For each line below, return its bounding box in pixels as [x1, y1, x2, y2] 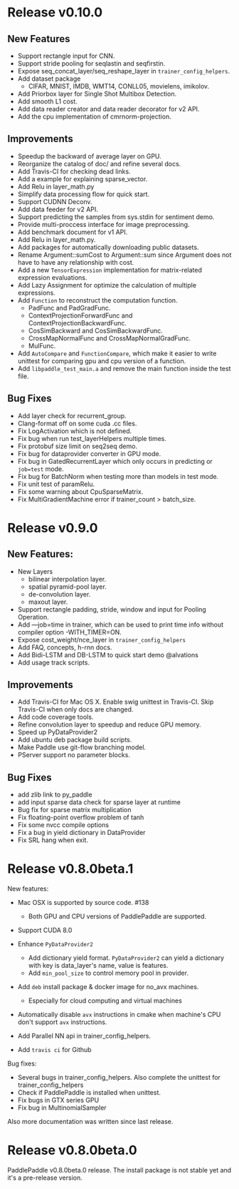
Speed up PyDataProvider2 [17, 728, 98, 737]
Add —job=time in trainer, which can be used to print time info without [17, 620, 224, 629]
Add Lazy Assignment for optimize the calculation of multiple [17, 280, 197, 289]
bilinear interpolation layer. [28, 575, 107, 583]
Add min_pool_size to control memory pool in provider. [28, 968, 188, 978]
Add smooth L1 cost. [17, 97, 78, 106]
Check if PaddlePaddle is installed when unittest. [17, 1088, 161, 1097]
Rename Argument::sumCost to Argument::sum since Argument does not [17, 251, 232, 259]
